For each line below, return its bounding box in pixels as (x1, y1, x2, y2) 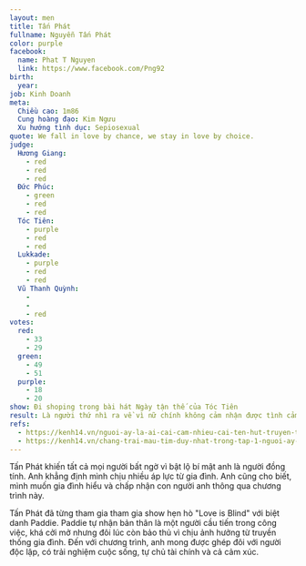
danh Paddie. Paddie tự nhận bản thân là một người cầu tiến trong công (9, 518, 278, 529)
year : (17, 81, 39, 90)
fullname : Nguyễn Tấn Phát (9, 30, 112, 39)
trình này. (9, 490, 46, 501)
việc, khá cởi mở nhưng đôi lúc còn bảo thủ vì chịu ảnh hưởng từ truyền (9, 527, 277, 538)
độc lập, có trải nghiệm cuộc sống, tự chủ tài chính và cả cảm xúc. (9, 547, 260, 558)
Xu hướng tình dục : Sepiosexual (17, 124, 141, 133)
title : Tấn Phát (9, 22, 71, 31)
